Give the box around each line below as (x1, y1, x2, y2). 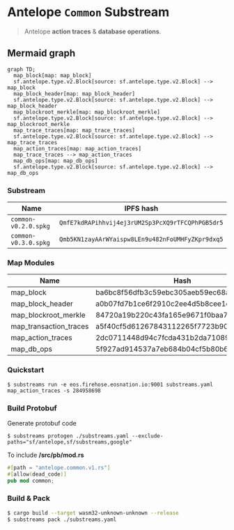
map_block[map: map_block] (13, 72, 92, 79)
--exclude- (132, 432, 164, 439)
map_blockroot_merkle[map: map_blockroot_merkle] (13, 109, 160, 116)
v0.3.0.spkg (10, 239, 51, 247)
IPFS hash (124, 203, 159, 213)
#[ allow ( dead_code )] (7, 471, 68, 478)
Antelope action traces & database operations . (24, 27, 162, 36)
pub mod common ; (7, 477, 54, 484)
